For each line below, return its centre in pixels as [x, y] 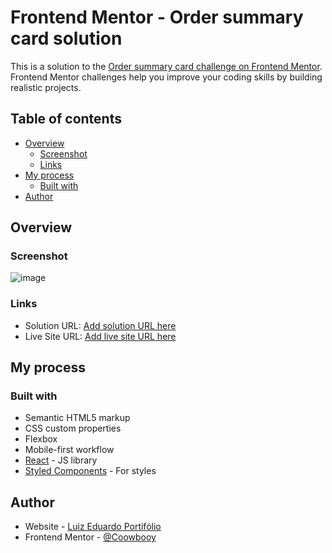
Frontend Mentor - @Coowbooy [90, 537]
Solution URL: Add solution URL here [100, 325]
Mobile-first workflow [69, 450]
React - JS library [61, 460]
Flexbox [41, 439]
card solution [66, 38]
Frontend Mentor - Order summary [157, 17]
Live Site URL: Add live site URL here [100, 336]
